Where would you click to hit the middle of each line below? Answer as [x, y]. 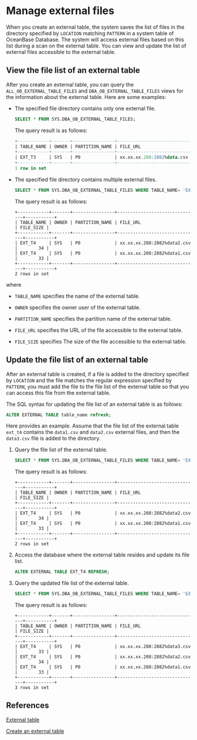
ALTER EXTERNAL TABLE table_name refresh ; [59, 415]
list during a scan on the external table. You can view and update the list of [96, 46]
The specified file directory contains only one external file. [85, 108]
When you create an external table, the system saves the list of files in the [95, 27]
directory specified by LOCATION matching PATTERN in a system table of [90, 33]
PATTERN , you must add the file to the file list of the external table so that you [98, 386]
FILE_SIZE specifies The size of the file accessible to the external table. [101, 341]
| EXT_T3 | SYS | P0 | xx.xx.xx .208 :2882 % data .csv [101, 157]
